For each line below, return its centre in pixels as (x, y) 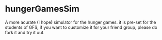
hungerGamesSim (42, 9)
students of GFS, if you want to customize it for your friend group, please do (81, 27)
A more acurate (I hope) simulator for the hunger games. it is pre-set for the (81, 22)
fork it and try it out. (25, 32)
